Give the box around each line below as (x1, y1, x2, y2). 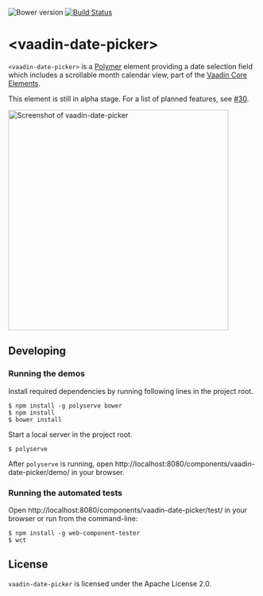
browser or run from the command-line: (8, 513, 138, 523)
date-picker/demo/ (8, 467, 70, 477)
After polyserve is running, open (8, 458, 114, 469)
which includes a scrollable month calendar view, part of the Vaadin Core (8, 70, 248, 80)
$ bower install (8, 415, 62, 423)
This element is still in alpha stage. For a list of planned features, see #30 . (8, 94, 249, 103)
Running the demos (8, 368, 86, 380)
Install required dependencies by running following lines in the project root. (8, 386, 254, 395)
